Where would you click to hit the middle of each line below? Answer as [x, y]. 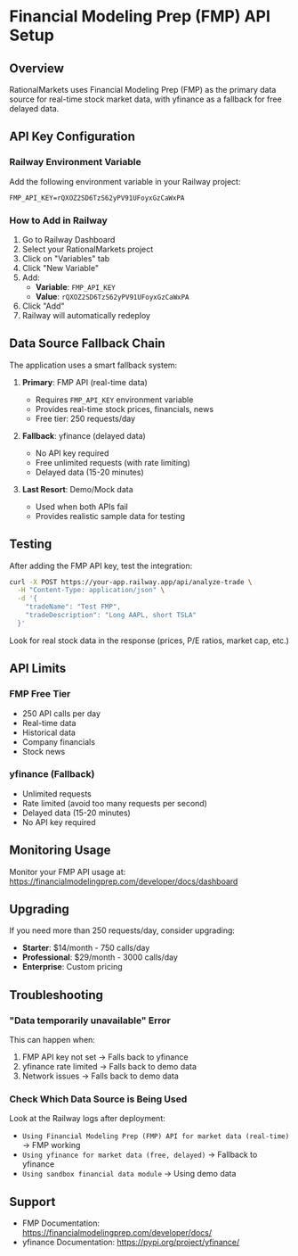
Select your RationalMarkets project [88, 249]
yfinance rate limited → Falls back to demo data [109, 1067]
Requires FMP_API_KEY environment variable [114, 400]
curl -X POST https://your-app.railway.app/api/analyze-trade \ [131, 582]
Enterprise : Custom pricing [72, 967]
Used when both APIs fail [82, 507]
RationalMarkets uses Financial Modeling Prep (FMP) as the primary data [143, 90]
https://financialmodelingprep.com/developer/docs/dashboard [124, 881]
